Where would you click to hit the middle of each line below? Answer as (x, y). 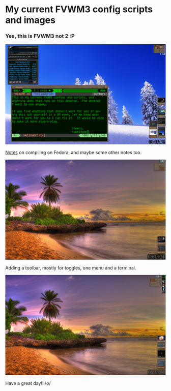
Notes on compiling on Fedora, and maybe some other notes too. (74, 153)
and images (31, 20)
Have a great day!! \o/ (28, 383)
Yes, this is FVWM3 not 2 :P (40, 36)
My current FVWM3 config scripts (79, 9)
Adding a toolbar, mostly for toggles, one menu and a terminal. (71, 268)
